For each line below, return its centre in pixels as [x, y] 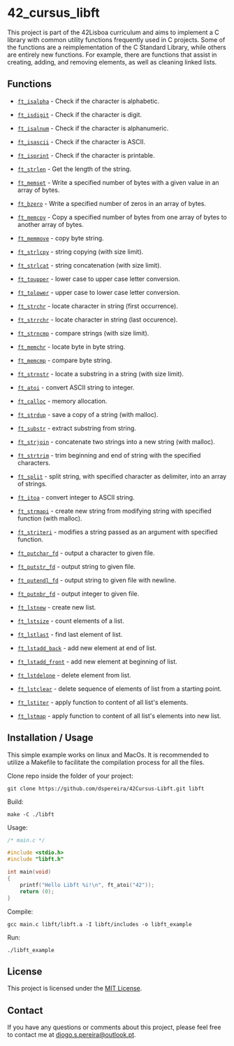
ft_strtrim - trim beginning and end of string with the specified [109, 455]
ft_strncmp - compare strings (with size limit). [83, 333]
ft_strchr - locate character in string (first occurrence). [97, 305]
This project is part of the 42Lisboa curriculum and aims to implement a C [114, 32]
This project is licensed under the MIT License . [75, 989]
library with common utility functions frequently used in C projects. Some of [116, 39]
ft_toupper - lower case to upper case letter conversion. [98, 279]
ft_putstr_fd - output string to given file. [76, 566]
